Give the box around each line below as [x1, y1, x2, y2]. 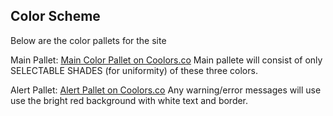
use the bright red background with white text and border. [10, 94, 249, 106]
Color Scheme [10, 8, 101, 25]
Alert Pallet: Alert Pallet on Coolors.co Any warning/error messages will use [10, 84, 322, 96]
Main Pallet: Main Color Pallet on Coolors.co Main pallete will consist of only [10, 54, 323, 66]
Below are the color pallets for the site [10, 34, 167, 46]
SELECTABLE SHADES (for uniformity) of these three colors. [10, 64, 258, 76]
